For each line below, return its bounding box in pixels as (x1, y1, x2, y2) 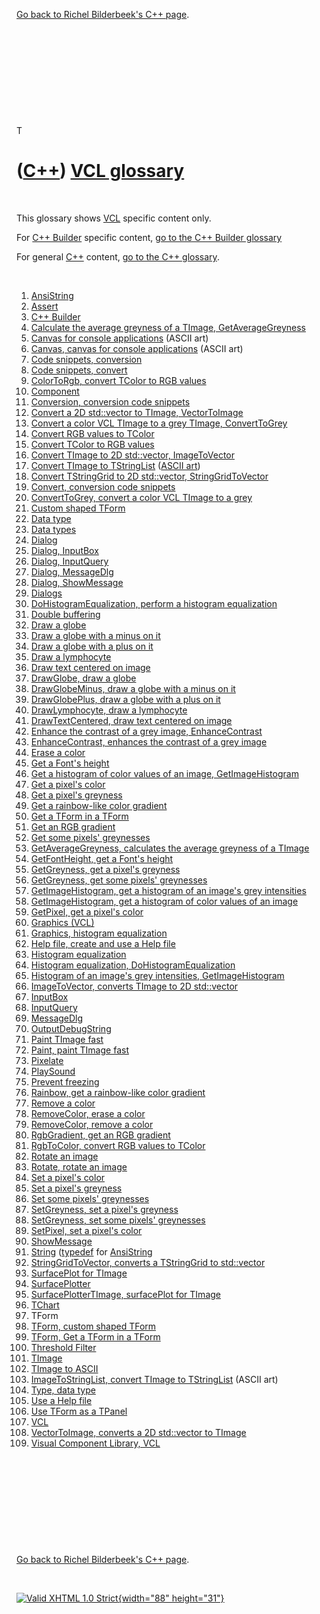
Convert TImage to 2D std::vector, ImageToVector (30, 449, 236, 461)
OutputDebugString (30, 1022, 112, 1034)
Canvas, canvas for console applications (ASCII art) (30, 342, 244, 354)
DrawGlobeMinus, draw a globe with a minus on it (30, 682, 236, 694)
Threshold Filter (30, 1341, 97, 1353)
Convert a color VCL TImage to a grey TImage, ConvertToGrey (30, 417, 288, 429)
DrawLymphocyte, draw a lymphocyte (30, 704, 188, 716)
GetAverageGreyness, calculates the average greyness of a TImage (30, 842, 310, 854)
